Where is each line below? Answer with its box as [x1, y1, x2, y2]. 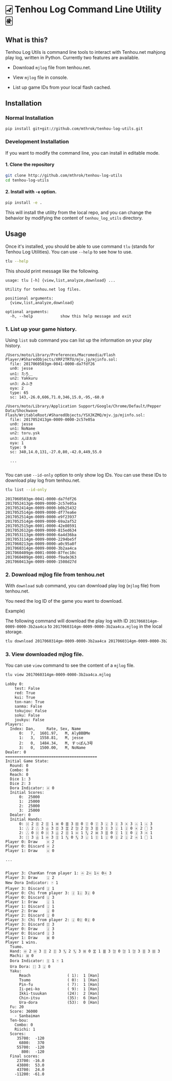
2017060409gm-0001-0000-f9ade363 [5, 555, 77, 560]
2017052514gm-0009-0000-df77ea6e [5, 510, 77, 515]
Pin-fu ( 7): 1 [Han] [18, 982, 100, 987]
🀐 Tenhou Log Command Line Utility [5, 4, 162, 15]
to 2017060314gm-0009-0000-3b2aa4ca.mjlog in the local [48, 623, 163, 629]
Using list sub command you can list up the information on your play [5, 337, 152, 343]
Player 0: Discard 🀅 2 [5, 844, 55, 849]
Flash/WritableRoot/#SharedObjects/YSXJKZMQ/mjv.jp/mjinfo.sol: [5, 412, 145, 418]
